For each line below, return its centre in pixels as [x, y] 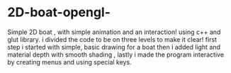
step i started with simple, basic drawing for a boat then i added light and [114, 47]
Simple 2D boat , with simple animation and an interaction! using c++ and [114, 32]
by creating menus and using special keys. [70, 62]
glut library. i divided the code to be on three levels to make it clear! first [112, 39]
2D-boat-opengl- [59, 12]
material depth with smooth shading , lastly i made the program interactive [116, 55]
